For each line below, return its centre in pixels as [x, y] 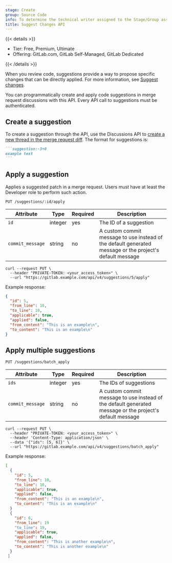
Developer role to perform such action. [46, 192]
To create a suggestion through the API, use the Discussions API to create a [85, 134]
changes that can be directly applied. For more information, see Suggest [82, 79]
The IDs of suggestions [127, 383]
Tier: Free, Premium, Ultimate [44, 49]
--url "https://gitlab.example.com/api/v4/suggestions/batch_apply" [84, 447]
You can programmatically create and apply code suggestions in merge [81, 95]
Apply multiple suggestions [50, 350]
